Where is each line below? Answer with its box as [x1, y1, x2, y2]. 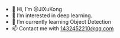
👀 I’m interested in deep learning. [11, 12, 93, 19]
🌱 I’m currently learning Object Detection [11, 18, 111, 25]
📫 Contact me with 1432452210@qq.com [11, 25, 114, 32]
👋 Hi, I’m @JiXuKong [11, 6, 62, 12]
